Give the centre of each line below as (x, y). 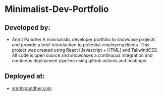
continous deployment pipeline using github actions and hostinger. (80, 60)
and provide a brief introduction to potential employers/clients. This (81, 45)
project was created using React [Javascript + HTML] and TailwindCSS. (85, 50)
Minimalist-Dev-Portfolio (57, 9)
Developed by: (27, 28)
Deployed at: (25, 76)
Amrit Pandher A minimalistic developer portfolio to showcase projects (84, 39)
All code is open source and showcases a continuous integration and (82, 55)
